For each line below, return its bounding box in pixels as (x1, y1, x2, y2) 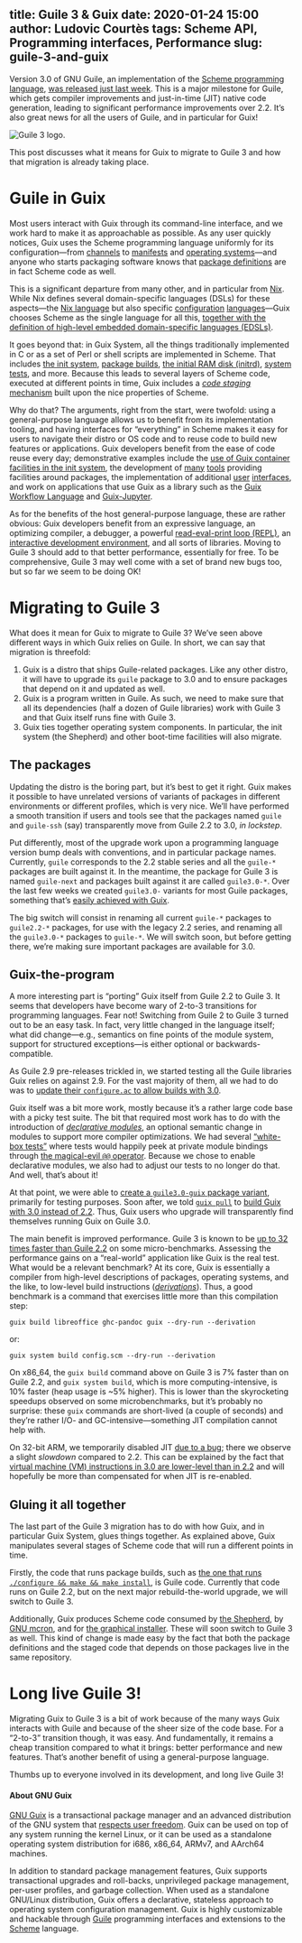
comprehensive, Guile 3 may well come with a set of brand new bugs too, (9, 556, 282, 567)
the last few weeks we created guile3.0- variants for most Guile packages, (9, 884, 288, 896)
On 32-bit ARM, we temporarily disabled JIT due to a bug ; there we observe (9, 1442, 291, 1453)
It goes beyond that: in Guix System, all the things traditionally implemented (9, 338, 290, 350)
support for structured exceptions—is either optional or (9, 1039, 215, 1050)
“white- (253, 1132, 281, 1143)
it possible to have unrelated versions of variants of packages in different (9, 791, 281, 801)
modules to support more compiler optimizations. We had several (9, 1132, 252, 1143)
